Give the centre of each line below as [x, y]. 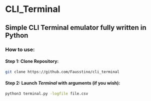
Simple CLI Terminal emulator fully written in [76, 28]
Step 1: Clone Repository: [32, 61]
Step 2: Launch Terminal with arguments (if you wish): [63, 83]
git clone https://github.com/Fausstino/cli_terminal [62, 72]
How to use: [20, 49]
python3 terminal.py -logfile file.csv [47, 94]
